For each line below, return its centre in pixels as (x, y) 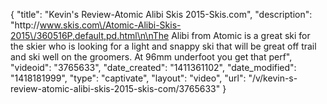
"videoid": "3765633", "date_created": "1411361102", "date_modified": (153, 67)
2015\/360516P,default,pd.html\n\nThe (90, 35)
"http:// (25, 25)
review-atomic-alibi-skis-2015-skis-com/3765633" (115, 88)
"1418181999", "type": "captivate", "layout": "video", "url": (128, 78)
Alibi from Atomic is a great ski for (241, 35)
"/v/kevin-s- (273, 78)
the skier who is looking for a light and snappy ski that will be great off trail (163, 46)
